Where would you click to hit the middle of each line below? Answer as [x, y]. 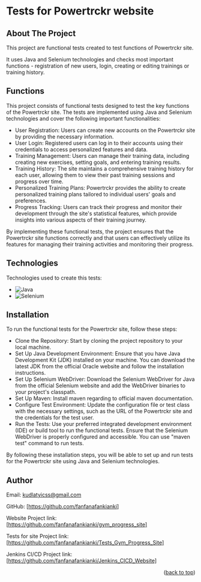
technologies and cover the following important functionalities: [83, 118]
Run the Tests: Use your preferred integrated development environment [103, 424]
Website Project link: [31, 518]
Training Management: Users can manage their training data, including [102, 155]
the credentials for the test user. [54, 418]
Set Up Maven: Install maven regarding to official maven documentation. [104, 398]
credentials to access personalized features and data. [81, 149]
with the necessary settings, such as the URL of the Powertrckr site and [103, 411]
